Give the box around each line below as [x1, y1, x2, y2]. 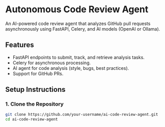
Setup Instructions [5, 85, 66, 94]
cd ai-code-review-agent [5, 117, 58, 122]
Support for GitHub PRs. [12, 70, 64, 77]
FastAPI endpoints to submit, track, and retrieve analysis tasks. [12, 54, 145, 60]
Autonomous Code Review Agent [5, 4, 149, 15]
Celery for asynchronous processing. [12, 60, 91, 66]
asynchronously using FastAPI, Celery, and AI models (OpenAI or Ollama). [5, 26, 160, 32]
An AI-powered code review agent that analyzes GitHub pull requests [5, 20, 151, 27]
